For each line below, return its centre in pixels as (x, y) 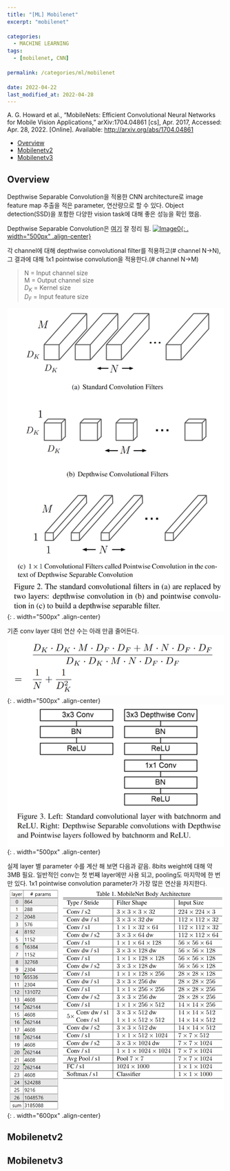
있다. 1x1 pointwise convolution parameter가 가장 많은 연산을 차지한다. (111, 883)
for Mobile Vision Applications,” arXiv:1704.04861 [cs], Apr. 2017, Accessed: (115, 122)
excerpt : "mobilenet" (38, 22)
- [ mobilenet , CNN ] (41, 59)
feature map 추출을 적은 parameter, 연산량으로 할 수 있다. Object (96, 205)
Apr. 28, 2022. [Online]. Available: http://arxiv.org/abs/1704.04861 (101, 130)
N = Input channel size (56, 273)
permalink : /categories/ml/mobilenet (61, 72)
